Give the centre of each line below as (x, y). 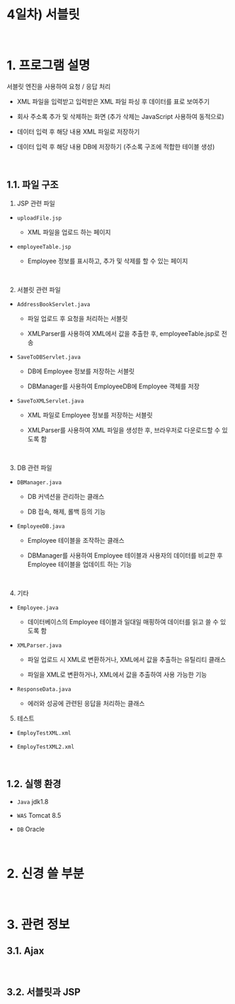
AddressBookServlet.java (53, 304)
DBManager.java (39, 483)
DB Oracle (31, 829)
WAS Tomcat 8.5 (39, 815)
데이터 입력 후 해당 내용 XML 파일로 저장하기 (78, 131)
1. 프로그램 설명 (48, 66)
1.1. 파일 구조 (33, 185)
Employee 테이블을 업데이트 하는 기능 (80, 564)
